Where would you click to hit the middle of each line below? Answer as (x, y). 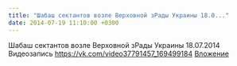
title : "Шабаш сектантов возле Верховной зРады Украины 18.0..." (118, 15)
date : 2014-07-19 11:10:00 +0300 (64, 23)
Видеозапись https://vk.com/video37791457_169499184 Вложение (118, 53)
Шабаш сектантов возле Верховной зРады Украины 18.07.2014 (114, 45)
